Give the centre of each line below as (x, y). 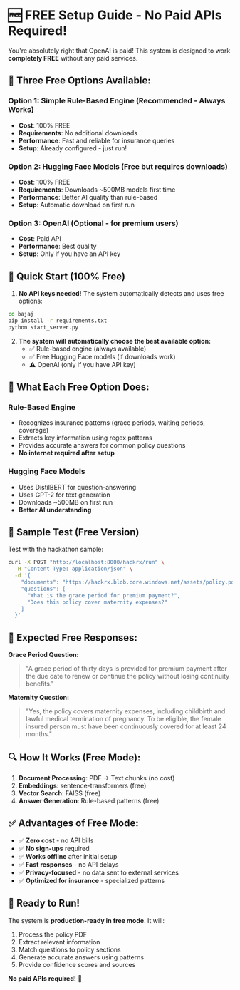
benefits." (40, 684)
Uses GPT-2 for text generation (64, 495)
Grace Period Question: (43, 655)
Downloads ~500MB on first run (66, 502)
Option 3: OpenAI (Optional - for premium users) (93, 223)
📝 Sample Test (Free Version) (74, 532)
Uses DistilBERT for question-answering (77, 487)
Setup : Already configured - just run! (73, 148)
